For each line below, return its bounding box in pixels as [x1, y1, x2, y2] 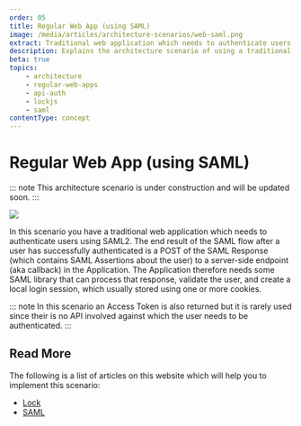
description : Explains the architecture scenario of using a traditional [9, 47, 292, 56]
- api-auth [25, 88, 66, 97]
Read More [9, 346, 72, 361]
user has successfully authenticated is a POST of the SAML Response [9, 245, 269, 257]
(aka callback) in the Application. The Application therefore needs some [9, 265, 276, 276]
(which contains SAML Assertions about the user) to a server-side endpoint [9, 255, 289, 266]
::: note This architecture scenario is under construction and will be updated [9, 182, 290, 194]
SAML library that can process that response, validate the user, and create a [9, 274, 291, 285]
